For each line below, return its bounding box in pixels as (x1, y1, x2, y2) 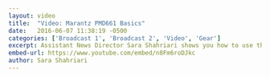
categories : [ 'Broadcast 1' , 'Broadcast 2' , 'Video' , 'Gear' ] (8, 34, 221, 43)
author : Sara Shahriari (8, 57, 88, 65)
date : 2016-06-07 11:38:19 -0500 (8, 26, 128, 34)
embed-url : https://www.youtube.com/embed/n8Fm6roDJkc (8, 49, 196, 57)
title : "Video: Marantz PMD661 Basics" (8, 19, 146, 27)
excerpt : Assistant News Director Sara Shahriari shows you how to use (8, 42, 253, 50)
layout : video (8, 11, 56, 20)
